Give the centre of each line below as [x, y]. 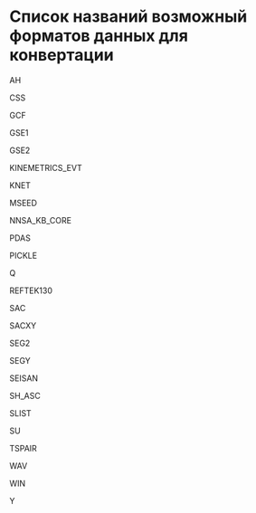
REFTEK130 [31, 290]
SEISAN [24, 378]
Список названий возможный [128, 17]
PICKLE [24, 255]
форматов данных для [99, 36]
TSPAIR [24, 448]
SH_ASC [25, 395]
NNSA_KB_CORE [41, 220]
